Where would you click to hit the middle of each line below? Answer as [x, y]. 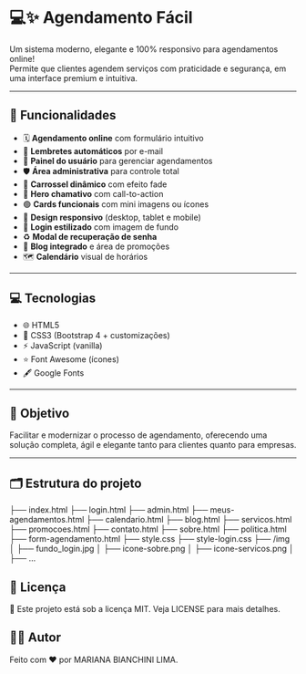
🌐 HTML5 [41, 325]
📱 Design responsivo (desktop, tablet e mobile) [112, 217]
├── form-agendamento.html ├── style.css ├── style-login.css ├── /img [150, 539]
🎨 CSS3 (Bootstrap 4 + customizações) [96, 335]
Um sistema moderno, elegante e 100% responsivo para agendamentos [144, 49]
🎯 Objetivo [40, 413]
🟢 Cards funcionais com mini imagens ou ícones [116, 204]
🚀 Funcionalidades [63, 115]
